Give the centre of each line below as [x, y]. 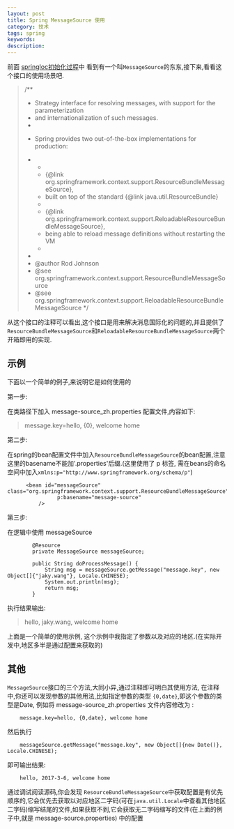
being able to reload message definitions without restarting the [135, 234]
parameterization [59, 110]
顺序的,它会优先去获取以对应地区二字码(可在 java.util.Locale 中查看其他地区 [117, 800]
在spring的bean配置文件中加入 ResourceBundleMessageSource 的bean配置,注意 [116, 455]
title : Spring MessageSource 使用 [56, 20]
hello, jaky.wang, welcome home [71, 622]
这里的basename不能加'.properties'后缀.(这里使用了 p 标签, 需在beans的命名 [117, 463]
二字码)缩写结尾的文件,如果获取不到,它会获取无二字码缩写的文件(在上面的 [112, 809]
